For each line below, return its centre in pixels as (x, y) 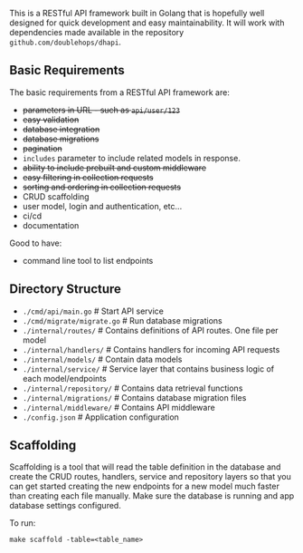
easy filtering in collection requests (88, 177)
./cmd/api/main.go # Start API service (93, 311)
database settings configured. (66, 506)
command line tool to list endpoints (88, 260)
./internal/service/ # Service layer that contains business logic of (148, 369)
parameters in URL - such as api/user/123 (101, 110)
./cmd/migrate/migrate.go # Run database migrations (123, 320)
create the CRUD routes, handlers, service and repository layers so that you (150, 477)
